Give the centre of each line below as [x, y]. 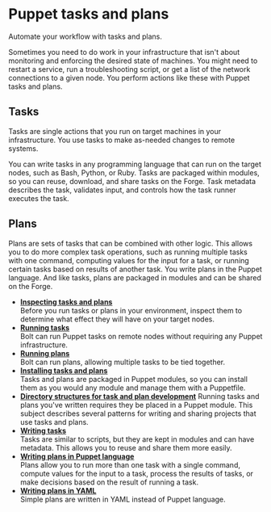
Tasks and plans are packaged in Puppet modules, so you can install [134, 379]
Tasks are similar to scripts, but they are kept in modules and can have [137, 439]
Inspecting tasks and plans [66, 302]
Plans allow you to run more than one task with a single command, [130, 464]
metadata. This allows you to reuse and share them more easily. [126, 447]
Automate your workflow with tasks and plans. [85, 36]
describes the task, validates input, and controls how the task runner [122, 190]
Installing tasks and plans [64, 370]
